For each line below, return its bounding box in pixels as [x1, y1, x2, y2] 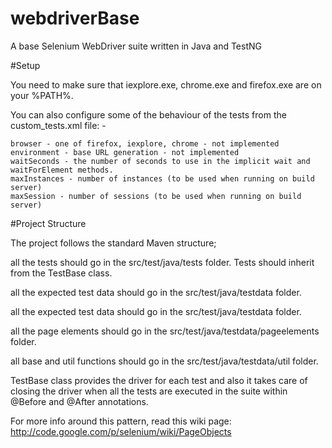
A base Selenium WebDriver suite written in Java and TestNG [10, 40, 262, 52]
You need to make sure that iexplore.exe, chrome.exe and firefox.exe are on [10, 78, 322, 91]
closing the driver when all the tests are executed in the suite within [10, 385, 288, 397]
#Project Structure [10, 217, 87, 229]
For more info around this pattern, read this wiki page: [10, 415, 232, 427]
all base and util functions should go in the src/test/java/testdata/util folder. [10, 355, 319, 367]
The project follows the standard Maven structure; [10, 237, 217, 249]
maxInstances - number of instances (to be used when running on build [10, 173, 315, 184]
